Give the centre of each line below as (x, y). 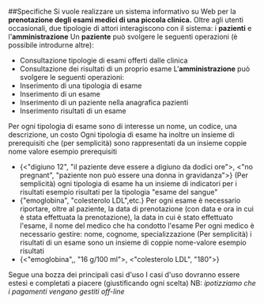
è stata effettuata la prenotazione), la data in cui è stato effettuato (126, 217)
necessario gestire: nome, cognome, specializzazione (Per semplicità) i (136, 234)
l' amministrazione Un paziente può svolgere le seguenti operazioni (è (123, 36)
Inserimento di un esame (60, 94)
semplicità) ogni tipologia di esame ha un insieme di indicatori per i (128, 184)
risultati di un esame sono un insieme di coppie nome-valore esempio (133, 242)
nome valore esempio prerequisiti (62, 151)
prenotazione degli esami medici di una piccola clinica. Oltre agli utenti (126, 20)
